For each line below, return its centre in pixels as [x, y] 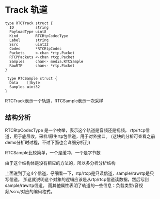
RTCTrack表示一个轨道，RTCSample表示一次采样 [54, 100]
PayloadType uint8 [28, 32]
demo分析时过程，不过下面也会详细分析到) [48, 142]
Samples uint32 [25, 87]
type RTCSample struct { [32, 78]
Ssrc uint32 [29, 44]
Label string [29, 40]
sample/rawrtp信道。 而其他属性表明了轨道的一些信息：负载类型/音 [72, 185]
